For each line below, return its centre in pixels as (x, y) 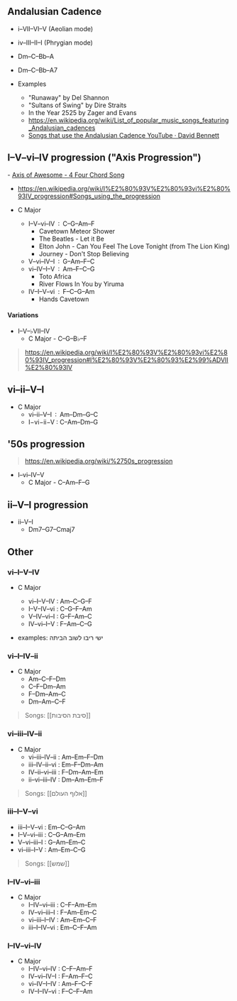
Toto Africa (55, 276)
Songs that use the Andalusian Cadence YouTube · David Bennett (124, 135)
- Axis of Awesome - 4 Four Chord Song (66, 175)
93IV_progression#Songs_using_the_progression (89, 196)
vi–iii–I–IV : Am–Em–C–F (62, 920)
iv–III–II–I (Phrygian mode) (55, 43)
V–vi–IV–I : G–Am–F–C (61, 261)
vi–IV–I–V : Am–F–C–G (61, 268)
